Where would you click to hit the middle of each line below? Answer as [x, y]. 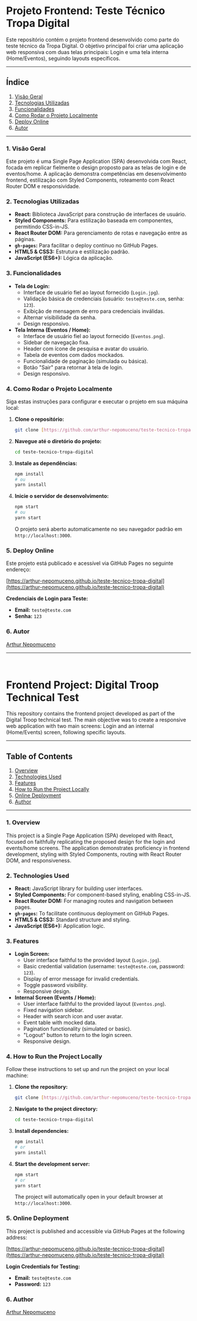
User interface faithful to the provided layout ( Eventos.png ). [95, 1004]
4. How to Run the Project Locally [54, 1056]
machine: [17, 1076]
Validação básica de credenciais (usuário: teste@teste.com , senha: [104, 299]
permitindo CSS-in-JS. [42, 227]
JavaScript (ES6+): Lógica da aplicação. [64, 258]
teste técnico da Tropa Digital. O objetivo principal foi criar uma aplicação [95, 46]
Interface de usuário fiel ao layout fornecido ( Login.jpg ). [91, 292]
